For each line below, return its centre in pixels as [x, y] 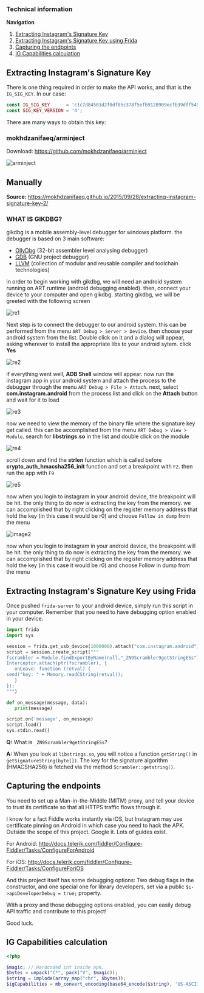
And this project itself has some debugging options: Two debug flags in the [100, 880]
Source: [17, 197]
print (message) [33, 708]
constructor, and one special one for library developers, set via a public [95, 887]
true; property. [83, 893]
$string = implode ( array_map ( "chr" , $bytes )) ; [66, 978]
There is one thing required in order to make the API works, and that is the [99, 88]
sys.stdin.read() [28, 731]
